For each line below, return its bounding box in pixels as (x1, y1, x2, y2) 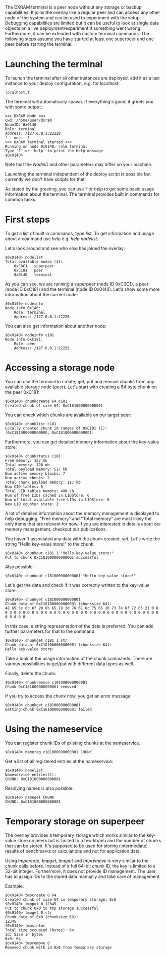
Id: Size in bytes (5, 932, 43, 937)
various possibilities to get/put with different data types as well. (5, 661, 135, 667)
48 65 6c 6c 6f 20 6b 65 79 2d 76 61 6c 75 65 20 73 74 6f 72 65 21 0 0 (5, 606, 159, 610)
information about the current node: (5, 291, 78, 297)
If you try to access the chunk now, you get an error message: (5, 693, 132, 699)
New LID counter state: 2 (5, 502, 58, 507)
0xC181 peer (14, 268, 43, 273)
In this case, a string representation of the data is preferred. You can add (5, 623, 154, 629)
